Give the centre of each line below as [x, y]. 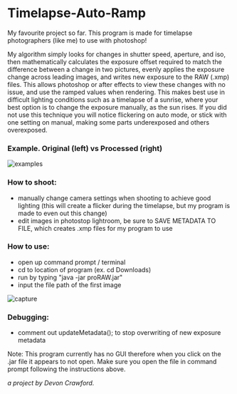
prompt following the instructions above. [67, 369]
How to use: [28, 247]
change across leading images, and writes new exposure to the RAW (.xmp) [118, 77]
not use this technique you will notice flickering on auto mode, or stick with [117, 115]
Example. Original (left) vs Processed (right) [85, 148]
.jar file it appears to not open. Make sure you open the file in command [112, 362]
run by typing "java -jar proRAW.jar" [70, 277]
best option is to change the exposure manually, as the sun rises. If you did [117, 107]
